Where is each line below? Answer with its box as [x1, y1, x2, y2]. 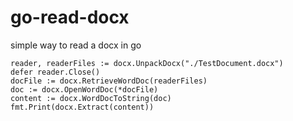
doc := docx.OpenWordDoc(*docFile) [10, 84, 159, 95]
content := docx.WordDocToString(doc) [10, 93, 172, 103]
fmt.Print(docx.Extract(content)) [10, 102, 155, 112]
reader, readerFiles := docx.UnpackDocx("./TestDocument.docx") [10, 58, 284, 68]
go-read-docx [10, 6, 130, 29]
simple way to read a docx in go [10, 39, 142, 51]
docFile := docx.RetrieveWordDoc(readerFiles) [10, 76, 208, 86]
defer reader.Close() [10, 67, 101, 77]
